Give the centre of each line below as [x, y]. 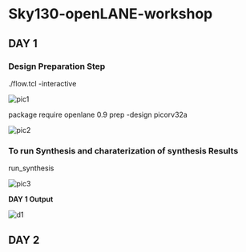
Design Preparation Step [57, 66]
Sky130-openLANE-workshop [111, 14]
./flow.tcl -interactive [42, 83]
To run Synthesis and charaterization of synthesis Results [123, 150]
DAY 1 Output [31, 199]
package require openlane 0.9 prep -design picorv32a [98, 114]
